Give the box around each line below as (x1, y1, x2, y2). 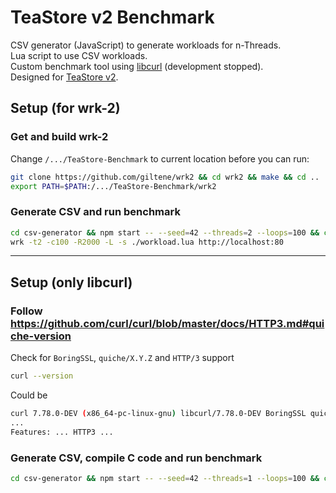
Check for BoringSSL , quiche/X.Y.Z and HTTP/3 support (10, 352, 235, 364)
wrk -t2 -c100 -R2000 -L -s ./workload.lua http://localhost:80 (10, 237, 284, 247)
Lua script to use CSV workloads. (10, 49, 148, 61)
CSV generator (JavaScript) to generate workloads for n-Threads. (10, 39, 282, 51)
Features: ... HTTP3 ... (10, 427, 114, 437)
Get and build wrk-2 (10, 130, 109, 144)
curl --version (10, 371, 74, 381)
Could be (10, 389, 48, 401)
